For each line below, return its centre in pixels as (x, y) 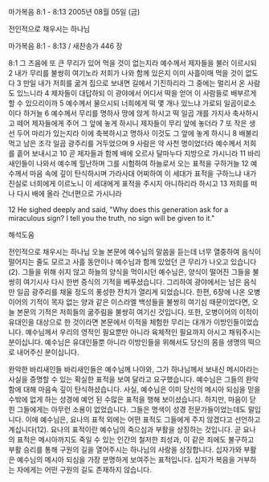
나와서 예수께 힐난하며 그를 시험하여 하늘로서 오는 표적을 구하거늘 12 (142, 163)
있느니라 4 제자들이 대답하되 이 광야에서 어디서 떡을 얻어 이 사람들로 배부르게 (137, 93)
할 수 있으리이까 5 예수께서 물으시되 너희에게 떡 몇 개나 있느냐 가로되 (115, 103)
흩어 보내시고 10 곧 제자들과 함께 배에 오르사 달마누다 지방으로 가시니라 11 (131, 153)
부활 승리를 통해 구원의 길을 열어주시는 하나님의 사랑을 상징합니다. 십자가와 (125, 449)
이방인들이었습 (236, 322)
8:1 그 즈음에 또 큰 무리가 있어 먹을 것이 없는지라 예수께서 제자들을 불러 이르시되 (132, 63)
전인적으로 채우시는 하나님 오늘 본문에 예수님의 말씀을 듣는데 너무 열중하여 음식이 (135, 252)
